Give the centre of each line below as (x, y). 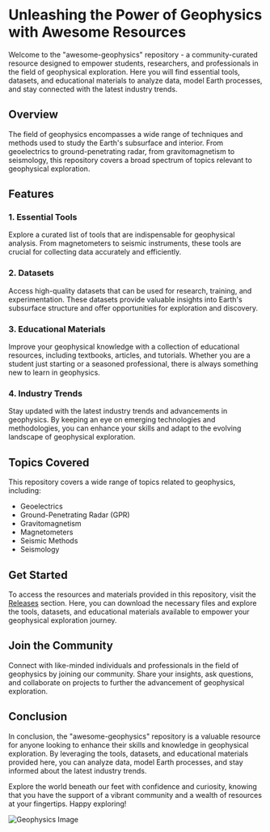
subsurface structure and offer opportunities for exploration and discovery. (133, 308)
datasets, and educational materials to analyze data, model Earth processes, (135, 80)
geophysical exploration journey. (63, 620)
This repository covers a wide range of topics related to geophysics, (122, 482)
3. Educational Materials (57, 328)
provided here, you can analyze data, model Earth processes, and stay (126, 762)
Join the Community (61, 646)
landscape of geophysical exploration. (72, 437)
